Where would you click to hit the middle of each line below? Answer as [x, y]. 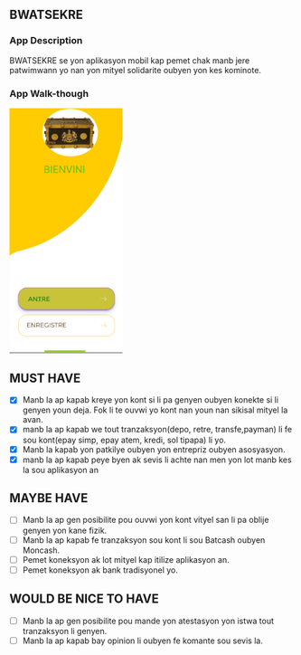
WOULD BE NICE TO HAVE [85, 599]
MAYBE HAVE [49, 498]
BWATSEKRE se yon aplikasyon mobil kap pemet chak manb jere [130, 60]
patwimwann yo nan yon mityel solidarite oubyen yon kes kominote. [136, 70]
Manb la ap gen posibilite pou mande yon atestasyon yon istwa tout [148, 621]
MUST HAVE [45, 378]
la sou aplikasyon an [61, 470]
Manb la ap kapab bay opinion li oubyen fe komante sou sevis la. [143, 641]
